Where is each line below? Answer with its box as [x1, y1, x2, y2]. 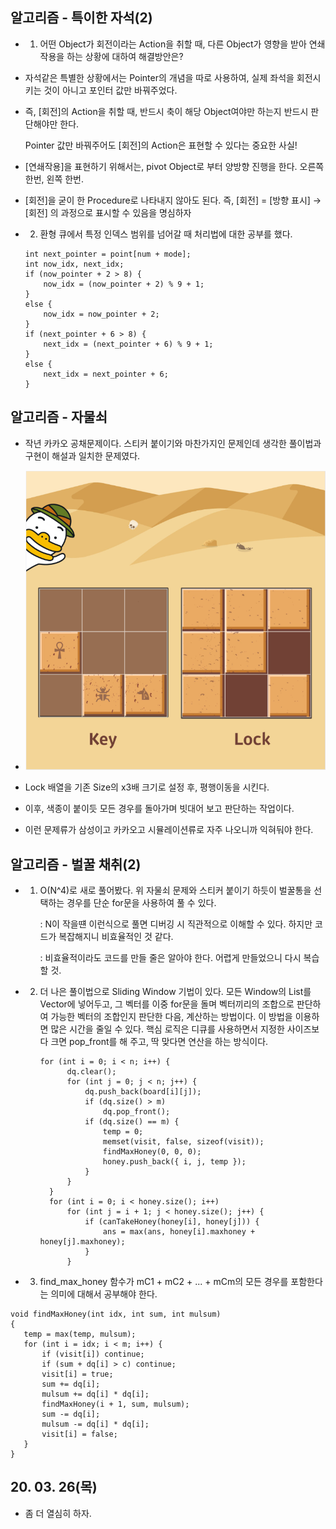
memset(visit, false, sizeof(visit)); [102, 1137, 265, 1147]
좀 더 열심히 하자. [24, 1507, 92, 1519]
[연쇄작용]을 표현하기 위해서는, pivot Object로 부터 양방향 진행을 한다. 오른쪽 [24, 160, 325, 172]
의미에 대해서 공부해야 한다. [50, 1288, 158, 1300]
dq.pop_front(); [102, 1107, 171, 1117]
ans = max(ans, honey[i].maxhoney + [102, 1227, 256, 1237]
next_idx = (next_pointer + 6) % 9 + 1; [43, 339, 214, 349]
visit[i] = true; [41, 1369, 114, 1379]
